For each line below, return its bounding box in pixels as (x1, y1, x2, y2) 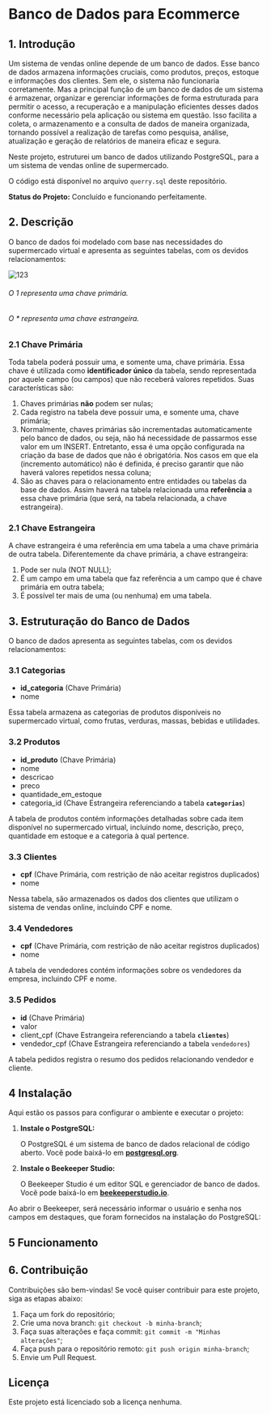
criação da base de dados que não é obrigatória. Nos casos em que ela (19, 451, 259, 460)
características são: (8, 383, 74, 392)
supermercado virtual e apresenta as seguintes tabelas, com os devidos (8, 245, 249, 255)
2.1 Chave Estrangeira (8, 522, 95, 534)
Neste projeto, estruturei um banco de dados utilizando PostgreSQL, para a (8, 152, 259, 161)
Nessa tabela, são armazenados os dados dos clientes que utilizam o (8, 894, 239, 903)
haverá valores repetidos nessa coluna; (19, 468, 152, 477)
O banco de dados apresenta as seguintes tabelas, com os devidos (8, 636, 233, 645)
